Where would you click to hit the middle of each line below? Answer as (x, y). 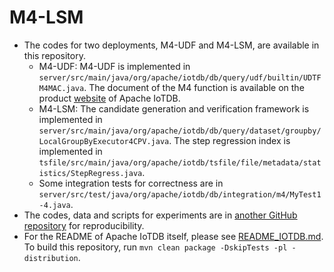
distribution (51, 258)
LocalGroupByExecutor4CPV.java (104, 141)
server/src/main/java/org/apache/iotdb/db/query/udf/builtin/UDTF (180, 77)
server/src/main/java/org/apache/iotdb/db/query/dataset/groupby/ (180, 131)
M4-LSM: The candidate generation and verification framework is (174, 108)
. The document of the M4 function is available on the (194, 87)
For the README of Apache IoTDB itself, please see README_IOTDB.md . (173, 236)
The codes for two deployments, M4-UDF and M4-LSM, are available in (171, 45)
